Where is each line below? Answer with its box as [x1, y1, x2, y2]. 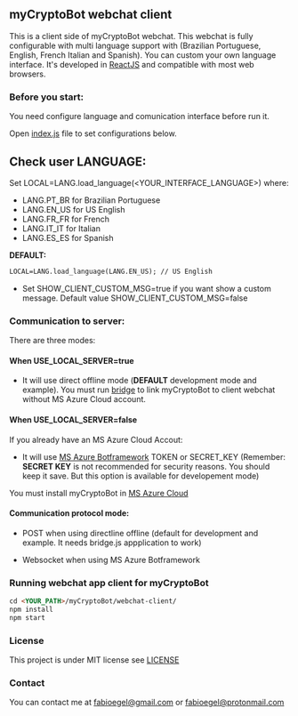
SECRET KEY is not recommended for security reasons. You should [21, 461, 270, 471]
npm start [9, 613, 46, 622]
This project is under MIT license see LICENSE [9, 654, 180, 665]
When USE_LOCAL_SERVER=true [9, 355, 135, 366]
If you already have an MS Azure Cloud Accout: [9, 434, 183, 445]
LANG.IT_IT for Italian [21, 222, 101, 234]
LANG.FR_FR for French [21, 213, 109, 224]
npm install [9, 605, 53, 614]
